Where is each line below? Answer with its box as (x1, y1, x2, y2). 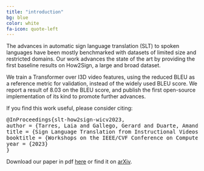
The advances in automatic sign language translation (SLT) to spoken (6, 42, 180, 50)
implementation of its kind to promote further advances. (6, 93, 146, 100)
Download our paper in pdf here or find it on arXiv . (6, 158, 132, 166)
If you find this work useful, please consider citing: (6, 104, 133, 112)
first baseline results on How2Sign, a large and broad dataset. (6, 62, 161, 69)
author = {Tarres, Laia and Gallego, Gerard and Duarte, (6, 122, 180, 129)
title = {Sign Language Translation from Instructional (6, 129, 176, 135)
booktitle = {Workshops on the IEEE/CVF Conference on (6, 135, 173, 141)
